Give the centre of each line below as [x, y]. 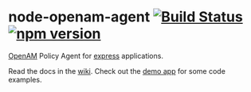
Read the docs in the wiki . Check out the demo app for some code [117, 71]
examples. [25, 79]
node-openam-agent [79, 17]
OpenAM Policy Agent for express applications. [86, 56]
